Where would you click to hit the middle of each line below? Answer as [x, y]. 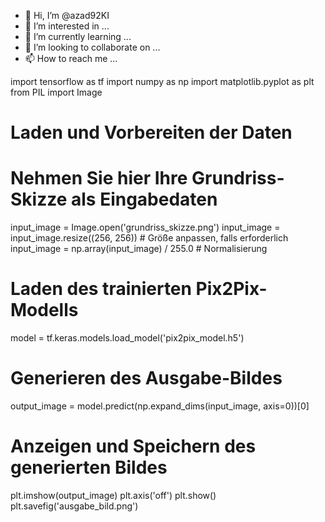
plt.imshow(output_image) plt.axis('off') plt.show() [113, 495]
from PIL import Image [56, 92]
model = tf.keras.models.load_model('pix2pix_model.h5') [127, 338]
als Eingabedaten [144, 199]
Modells [44, 310]
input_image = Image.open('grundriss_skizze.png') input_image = [145, 227]
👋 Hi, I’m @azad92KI [67, 15]
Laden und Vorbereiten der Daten [151, 132]
